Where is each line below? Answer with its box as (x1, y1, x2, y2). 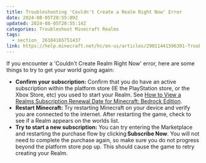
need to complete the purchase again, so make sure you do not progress (15, 136, 199, 143)
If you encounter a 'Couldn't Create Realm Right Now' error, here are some (6, 59, 195, 67)
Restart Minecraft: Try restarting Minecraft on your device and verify (15, 104, 191, 111)
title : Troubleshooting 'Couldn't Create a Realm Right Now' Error (6, 9, 183, 15)
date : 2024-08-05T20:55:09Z (6, 15, 78, 21)
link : (6, 43, 20, 49)
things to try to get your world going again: (6, 66, 115, 73)
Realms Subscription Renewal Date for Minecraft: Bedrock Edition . (15, 97, 183, 104)
